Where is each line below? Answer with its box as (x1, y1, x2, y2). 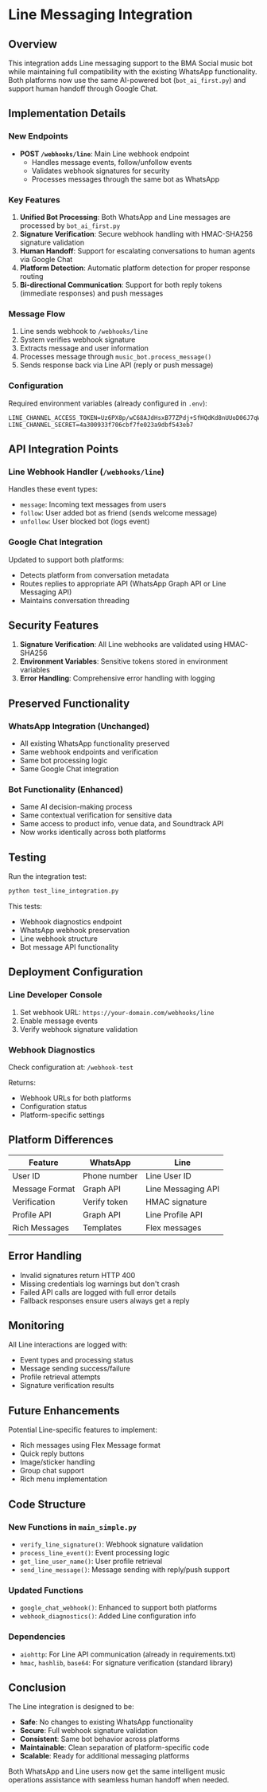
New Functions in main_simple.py (8, 1521, 137, 1532)
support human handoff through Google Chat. (8, 84, 158, 93)
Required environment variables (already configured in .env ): (8, 398, 208, 408)
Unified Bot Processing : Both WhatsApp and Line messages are (19, 212, 230, 222)
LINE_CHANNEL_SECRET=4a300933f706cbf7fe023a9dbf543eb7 (8, 421, 194, 429)
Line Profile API (145, 1209, 203, 1220)
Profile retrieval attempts (19, 1372, 101, 1382)
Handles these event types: (8, 484, 98, 494)
